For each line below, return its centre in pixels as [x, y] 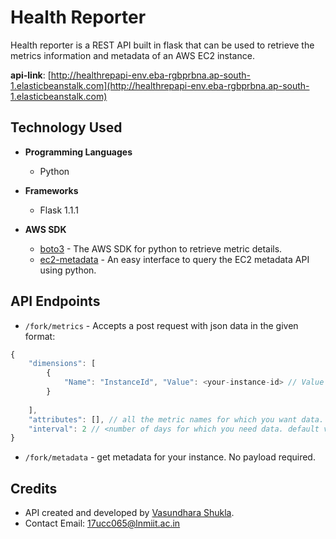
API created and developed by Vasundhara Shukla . [129, 513]
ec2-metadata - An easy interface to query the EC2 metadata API [174, 259]
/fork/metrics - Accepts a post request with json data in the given [161, 325]
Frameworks [51, 190]
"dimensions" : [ [62, 364]
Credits [34, 488]
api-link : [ [31, 75]
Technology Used [66, 127]
